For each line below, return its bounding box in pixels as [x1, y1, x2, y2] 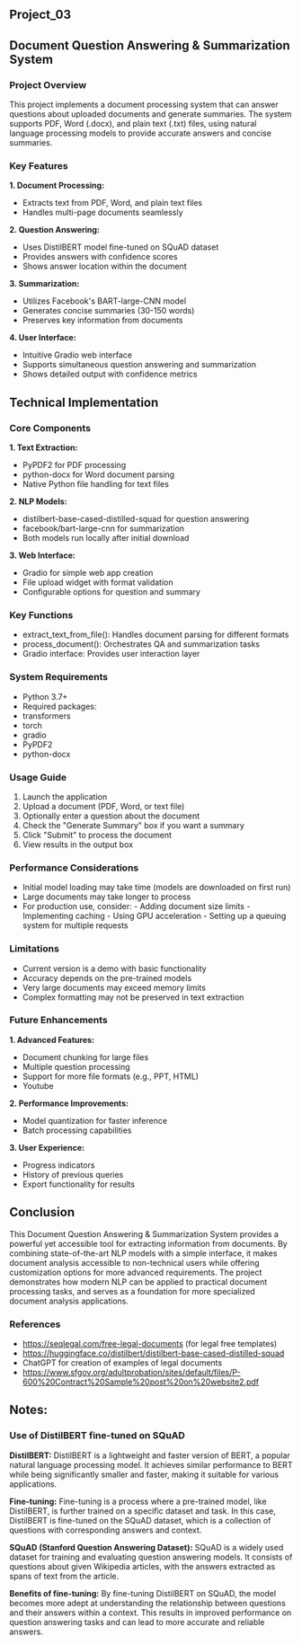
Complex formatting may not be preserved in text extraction [22, 992, 244, 1003]
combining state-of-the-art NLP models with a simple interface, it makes [9, 1248, 278, 1259]
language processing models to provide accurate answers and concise [9, 128, 272, 138]
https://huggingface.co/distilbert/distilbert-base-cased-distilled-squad [22, 1348, 285, 1358]
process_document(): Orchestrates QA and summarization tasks [22, 639, 261, 650]
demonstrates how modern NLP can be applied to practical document [9, 1276, 268, 1287]
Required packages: [22, 701, 97, 712]
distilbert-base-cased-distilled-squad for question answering [22, 514, 250, 525]
